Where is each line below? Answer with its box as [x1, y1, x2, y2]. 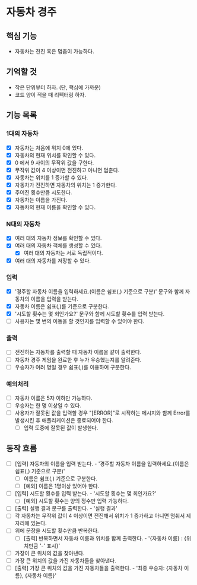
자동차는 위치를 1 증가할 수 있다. [14, 173, 88, 181]
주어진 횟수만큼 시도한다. [14, 188, 72, 196]
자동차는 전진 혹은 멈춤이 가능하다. [14, 48, 94, 55]
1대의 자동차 [6, 129, 39, 138]
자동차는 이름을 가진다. [14, 196, 68, 203]
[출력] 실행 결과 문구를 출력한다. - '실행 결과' [14, 505, 117, 512]
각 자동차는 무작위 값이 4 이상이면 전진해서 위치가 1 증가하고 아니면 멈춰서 [14, 512, 185, 520]
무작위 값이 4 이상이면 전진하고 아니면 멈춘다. [14, 166, 120, 173]
